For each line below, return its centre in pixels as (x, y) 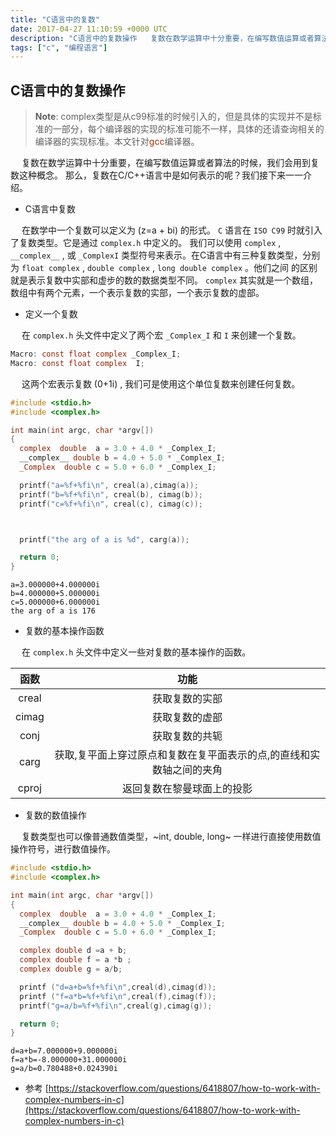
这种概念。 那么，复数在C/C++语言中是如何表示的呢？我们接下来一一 (160, 175)
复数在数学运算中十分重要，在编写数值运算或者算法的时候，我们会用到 (166, 163)
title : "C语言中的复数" (55, 19)
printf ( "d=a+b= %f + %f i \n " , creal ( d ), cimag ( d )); (118, 987)
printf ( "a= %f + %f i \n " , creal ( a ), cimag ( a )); (109, 485)
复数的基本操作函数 (64, 631)
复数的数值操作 (55, 815)
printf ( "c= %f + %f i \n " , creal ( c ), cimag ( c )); (111, 504)
